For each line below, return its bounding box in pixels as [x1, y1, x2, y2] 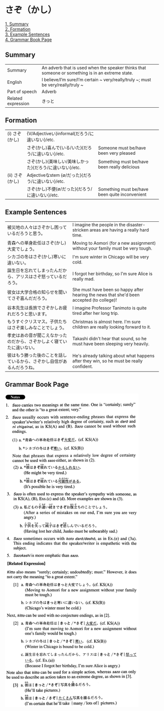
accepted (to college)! [72, 297, 117, 303]
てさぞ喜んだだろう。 [7, 295, 50, 301]
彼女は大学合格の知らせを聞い [7, 289, 67, 295]
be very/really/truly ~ [41, 82, 84, 88]
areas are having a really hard [89, 227, 149, 233]
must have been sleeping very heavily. [72, 341, 150, 347]
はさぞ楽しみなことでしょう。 [7, 324, 67, 331]
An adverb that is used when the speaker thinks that [41, 65, 146, 71]
